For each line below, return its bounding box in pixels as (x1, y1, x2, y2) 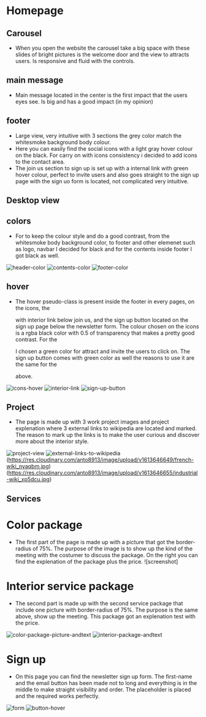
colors (6, 216, 32, 227)
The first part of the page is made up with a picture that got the (15, 538, 175, 545)
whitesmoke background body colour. (15, 138, 112, 146)
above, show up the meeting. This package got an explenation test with (15, 612, 196, 620)
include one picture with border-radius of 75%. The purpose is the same (15, 606, 198, 613)
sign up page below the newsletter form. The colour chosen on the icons (15, 322, 199, 330)
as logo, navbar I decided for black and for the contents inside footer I (15, 245, 192, 252)
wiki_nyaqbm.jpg (6, 463, 49, 470)
